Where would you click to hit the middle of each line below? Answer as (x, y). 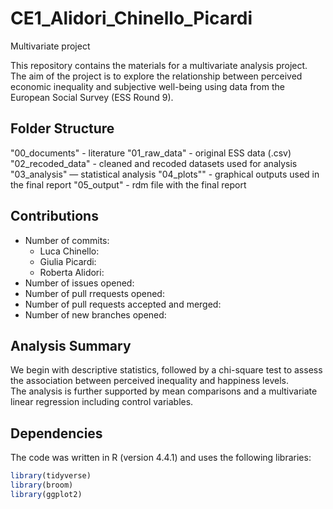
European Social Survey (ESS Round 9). (92, 97)
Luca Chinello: (69, 251)
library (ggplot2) (46, 494)
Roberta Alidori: (72, 272)
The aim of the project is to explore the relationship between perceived (156, 76)
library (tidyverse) (51, 476)
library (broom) (42, 485)
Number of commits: (67, 240)
